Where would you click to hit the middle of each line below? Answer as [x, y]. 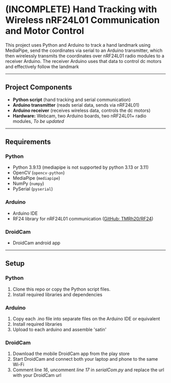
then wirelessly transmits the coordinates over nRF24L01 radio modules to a [85, 56]
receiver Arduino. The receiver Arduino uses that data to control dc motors [83, 61]
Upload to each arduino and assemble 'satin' [60, 330]
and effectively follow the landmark [42, 67]
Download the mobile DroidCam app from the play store [71, 354]
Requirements [28, 142]
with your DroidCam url [37, 375]
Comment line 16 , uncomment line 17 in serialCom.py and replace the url [88, 370]
